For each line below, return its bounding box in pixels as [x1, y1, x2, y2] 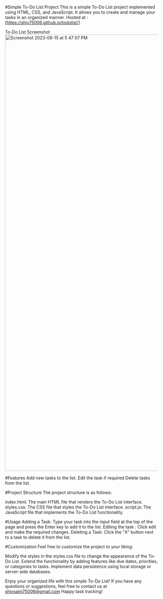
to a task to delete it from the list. [5, 534, 71, 540]
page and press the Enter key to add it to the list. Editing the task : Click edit [5, 524, 156, 530]
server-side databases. [5, 569, 51, 574]
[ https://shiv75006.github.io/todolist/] [5, 19, 80, 25]
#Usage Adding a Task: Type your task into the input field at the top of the [5, 519, 153, 524]
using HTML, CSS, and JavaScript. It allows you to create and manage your [5, 9, 155, 15]
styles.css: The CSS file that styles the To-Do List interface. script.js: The [5, 504, 151, 510]
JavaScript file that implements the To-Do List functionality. [5, 509, 124, 515]
